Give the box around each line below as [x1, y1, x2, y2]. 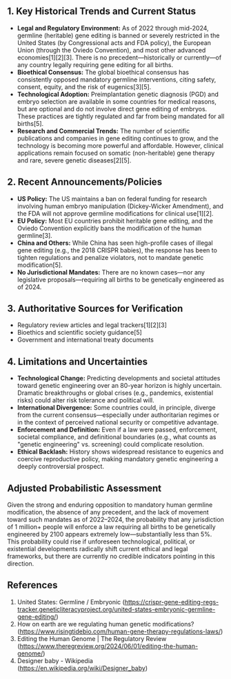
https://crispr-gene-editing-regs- [124, 597, 219, 606]
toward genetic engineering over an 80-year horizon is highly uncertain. [17, 382, 222, 390]
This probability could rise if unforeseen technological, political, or [7, 537, 195, 546]
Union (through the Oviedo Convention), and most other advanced [17, 46, 206, 54]
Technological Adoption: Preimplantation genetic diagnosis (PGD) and [17, 90, 219, 98]
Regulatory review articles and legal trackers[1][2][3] [17, 321, 168, 329]
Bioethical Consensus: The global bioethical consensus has [17, 68, 190, 76]
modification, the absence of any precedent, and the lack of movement [7, 508, 209, 517]
